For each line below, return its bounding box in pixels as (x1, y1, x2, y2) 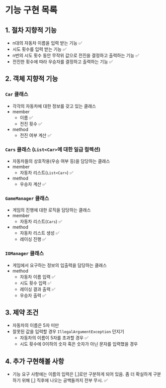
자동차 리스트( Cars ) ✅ (19, 218, 63, 224)
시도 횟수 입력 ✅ (19, 280, 52, 286)
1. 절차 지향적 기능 (5, 26, 57, 34)
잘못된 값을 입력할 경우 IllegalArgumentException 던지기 (12, 329, 124, 335)
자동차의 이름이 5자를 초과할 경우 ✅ (19, 335, 88, 341)
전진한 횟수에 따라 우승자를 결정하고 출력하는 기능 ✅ (12, 59, 113, 65)
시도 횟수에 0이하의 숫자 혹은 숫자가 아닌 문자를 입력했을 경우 (19, 341, 138, 347)
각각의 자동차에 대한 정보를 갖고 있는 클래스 (12, 103, 96, 109)
